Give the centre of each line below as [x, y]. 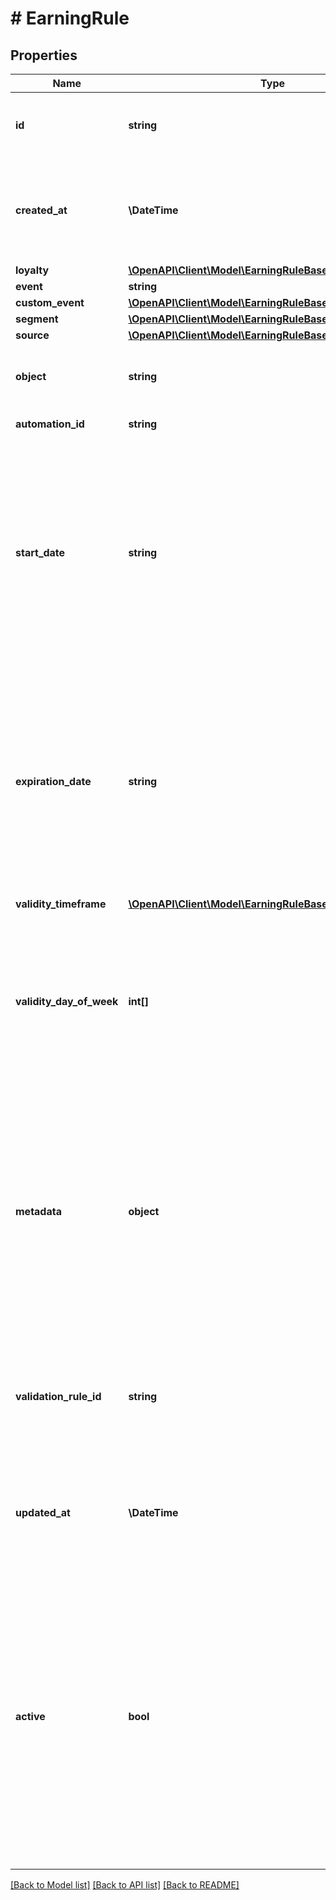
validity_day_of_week [67, 1001]
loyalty [32, 270]
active [30, 1716]
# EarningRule [70, 18]
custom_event [50, 302]
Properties [44, 55]
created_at [41, 210]
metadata [38, 1211]
